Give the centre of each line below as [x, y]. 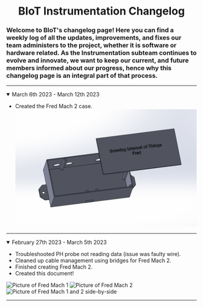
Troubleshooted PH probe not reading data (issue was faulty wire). [98, 254]
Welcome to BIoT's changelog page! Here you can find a [90, 30]
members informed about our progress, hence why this [89, 68]
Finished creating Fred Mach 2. [54, 267]
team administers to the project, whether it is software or [92, 46]
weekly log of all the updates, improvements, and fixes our [94, 38]
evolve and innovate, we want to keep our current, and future [98, 61]
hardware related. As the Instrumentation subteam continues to [101, 53]
